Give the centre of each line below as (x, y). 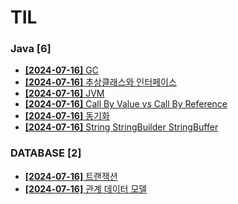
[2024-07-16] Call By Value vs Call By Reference (126, 104)
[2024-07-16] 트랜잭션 (71, 176)
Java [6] (31, 49)
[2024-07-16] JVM (64, 93)
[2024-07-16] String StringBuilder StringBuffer (121, 127)
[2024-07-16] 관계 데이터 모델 (86, 188)
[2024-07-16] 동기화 (67, 116)
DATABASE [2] (46, 153)
